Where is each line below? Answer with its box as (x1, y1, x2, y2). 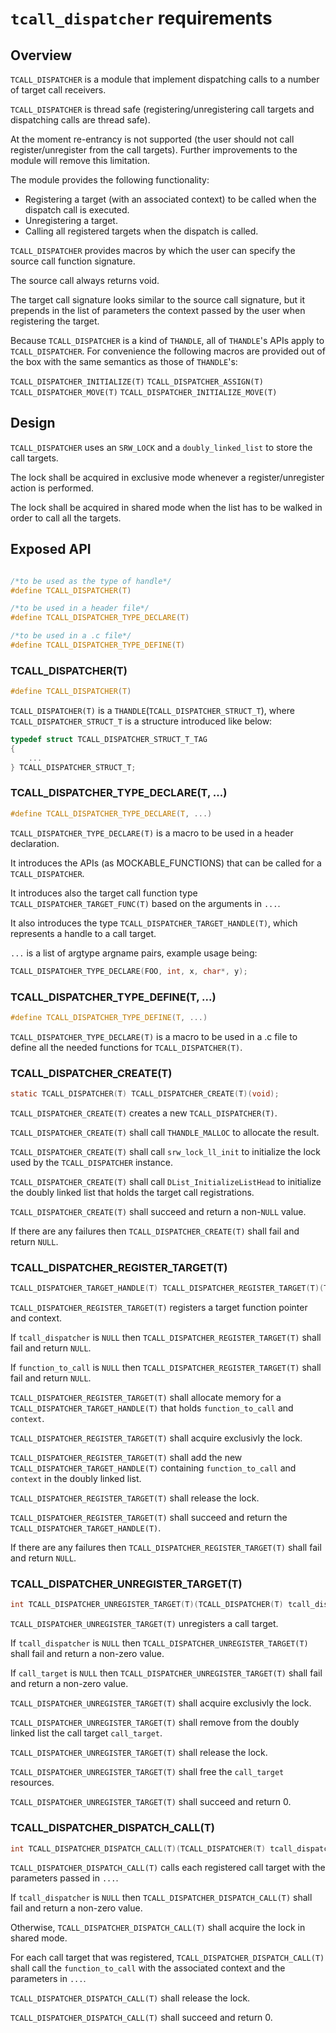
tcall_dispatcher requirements (10, 7, 273, 30)
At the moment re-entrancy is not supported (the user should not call (10, 133, 295, 145)
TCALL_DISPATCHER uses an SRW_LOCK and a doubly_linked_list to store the (10, 441, 313, 453)
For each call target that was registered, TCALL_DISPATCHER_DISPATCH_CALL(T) (10, 1952, 325, 1964)
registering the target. (10, 315, 100, 327)
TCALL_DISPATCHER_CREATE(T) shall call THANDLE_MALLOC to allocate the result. (10, 1126, 320, 1138)
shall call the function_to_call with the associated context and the (10, 1962, 286, 1974)
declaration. (10, 837, 60, 849)
